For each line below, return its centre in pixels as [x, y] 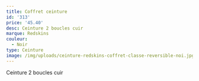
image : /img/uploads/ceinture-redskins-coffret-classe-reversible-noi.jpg [100, 56]
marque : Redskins [28, 34]
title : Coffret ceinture [37, 12]
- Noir [20, 45]
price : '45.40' [25, 22]
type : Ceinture [25, 50]
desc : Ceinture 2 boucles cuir [45, 28]
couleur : [17, 39]
